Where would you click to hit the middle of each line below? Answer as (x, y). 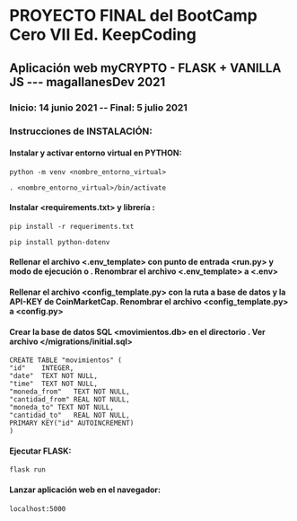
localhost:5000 (38, 508)
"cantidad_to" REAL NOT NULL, (70, 415)
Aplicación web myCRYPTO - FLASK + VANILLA (145, 68)
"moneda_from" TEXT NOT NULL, (70, 392)
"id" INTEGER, (42, 368)
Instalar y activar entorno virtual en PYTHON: (96, 153)
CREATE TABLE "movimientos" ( (66, 360)
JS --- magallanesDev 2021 (87, 82)
